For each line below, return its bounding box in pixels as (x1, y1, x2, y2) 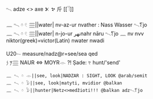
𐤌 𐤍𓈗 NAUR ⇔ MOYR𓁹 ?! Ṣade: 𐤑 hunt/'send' (6, 59, 121, 66)
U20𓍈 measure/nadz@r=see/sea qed (6, 50, 98, 57)
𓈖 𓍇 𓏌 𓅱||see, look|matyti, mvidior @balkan (6, 80, 122, 86)
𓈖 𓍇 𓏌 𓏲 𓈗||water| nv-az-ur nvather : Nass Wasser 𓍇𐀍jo (6, 21, 147, 28)
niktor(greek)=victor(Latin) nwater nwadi (6, 37, 105, 44)
